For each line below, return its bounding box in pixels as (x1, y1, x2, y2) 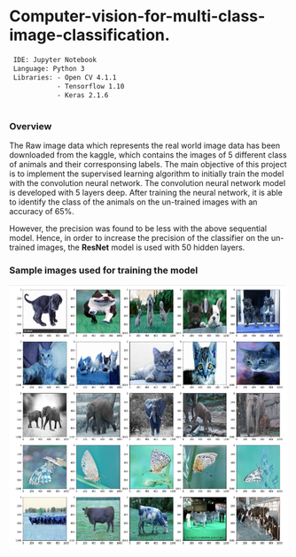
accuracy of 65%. (9, 206, 75, 217)
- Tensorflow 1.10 (56, 81, 125, 90)
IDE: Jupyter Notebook (12, 55, 97, 64)
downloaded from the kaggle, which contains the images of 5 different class (9, 150, 287, 160)
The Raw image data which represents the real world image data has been (9, 140, 281, 151)
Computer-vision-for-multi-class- (9, 6, 266, 27)
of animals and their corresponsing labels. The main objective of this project (9, 159, 287, 170)
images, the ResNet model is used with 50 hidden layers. (36, 242, 245, 253)
